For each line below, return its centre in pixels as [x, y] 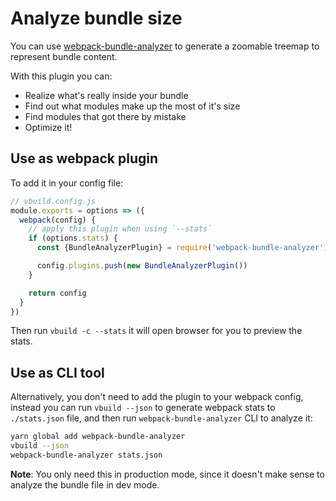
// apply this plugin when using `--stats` [120, 229]
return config [57, 293]
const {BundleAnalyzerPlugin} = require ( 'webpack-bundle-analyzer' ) [182, 248]
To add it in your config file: [67, 183]
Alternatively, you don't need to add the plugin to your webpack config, [157, 397]
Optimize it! [48, 127]
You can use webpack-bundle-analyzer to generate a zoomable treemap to [165, 46]
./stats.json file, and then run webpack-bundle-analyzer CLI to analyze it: [161, 418]
